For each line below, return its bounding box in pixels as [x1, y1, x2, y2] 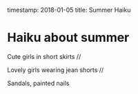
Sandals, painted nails [7, 79, 70, 87]
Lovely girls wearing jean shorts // [7, 65, 104, 74]
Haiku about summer [7, 30, 130, 45]
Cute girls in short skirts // [7, 52, 81, 60]
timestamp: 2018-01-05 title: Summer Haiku [7, 6, 131, 14]
